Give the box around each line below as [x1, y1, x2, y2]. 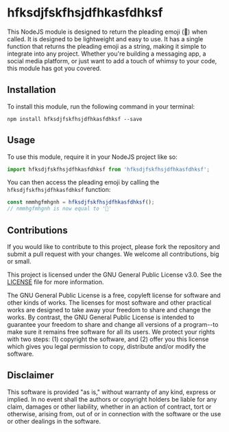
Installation [7, 84, 56, 96]
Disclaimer [7, 369, 54, 381]
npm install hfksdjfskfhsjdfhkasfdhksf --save [7, 116, 143, 122]
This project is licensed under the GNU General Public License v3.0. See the [7, 270, 222, 279]
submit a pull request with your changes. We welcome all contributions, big [7, 250, 219, 258]
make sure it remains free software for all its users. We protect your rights [7, 328, 215, 336]
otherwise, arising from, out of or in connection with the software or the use [7, 409, 221, 418]
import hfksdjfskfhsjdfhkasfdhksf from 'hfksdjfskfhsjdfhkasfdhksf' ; [7, 166, 210, 173]
